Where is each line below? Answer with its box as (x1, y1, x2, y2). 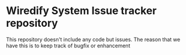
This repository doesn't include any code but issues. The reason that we (6, 36, 180, 43)
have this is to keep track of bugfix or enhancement (6, 42, 130, 49)
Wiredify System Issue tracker (6, 4, 157, 18)
